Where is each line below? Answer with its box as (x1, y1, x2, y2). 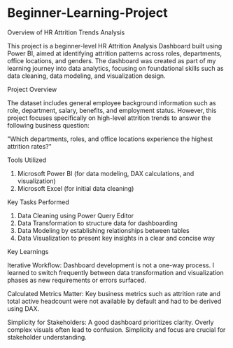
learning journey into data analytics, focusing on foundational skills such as (7, 64, 224, 72)
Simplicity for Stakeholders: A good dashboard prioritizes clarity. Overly (7, 318, 214, 326)
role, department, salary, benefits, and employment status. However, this (7, 106, 217, 114)
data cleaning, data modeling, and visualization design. (7, 72, 166, 80)
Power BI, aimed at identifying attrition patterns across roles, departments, (7, 49, 223, 58)
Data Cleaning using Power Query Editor (17, 211, 134, 220)
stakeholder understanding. (7, 333, 87, 341)
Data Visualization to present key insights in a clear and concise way (17, 234, 216, 242)
